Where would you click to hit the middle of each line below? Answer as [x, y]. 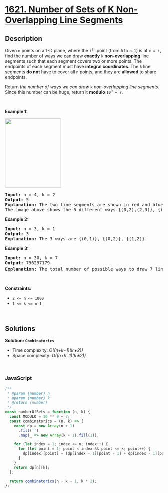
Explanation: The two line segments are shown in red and [78, 204]
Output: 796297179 [28, 263]
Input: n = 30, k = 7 [32, 258]
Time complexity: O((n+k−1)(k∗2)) [48, 350]
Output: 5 [17, 199]
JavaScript [19, 378]
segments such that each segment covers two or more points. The [74, 61]
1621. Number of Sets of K [60, 9]
